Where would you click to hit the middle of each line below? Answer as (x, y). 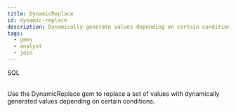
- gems (23, 40)
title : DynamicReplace (40, 14)
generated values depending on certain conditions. (81, 101)
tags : (15, 33)
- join (23, 53)
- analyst (28, 46)
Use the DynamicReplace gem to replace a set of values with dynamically (113, 93)
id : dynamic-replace (38, 20)
